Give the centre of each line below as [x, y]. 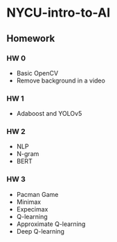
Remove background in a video [61, 80]
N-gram [28, 154]
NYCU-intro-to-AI [58, 13]
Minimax [29, 202]
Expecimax [32, 209]
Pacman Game [37, 194]
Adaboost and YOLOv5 [49, 114]
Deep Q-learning [40, 231]
